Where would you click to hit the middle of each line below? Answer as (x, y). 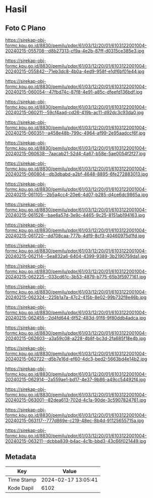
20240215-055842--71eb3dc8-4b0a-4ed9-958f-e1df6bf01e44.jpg (75, 71)
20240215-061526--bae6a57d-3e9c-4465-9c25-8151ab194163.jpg (75, 215)
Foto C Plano (25, 28)
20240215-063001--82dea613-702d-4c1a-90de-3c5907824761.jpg (76, 400)
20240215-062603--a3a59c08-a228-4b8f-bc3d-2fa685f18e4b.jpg (76, 338)
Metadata (21, 457)
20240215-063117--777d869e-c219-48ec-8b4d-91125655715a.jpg (74, 420)
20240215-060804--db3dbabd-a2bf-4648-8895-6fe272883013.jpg (76, 174)
